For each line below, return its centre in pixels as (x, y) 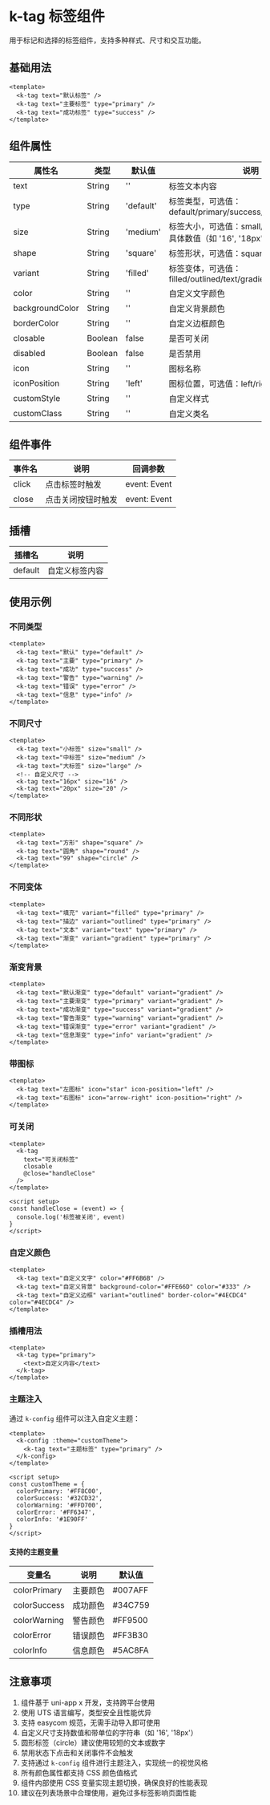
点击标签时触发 (74, 484)
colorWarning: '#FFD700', (60, 1505)
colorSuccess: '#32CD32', (60, 1498)
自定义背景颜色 (197, 308)
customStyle (37, 398)
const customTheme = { (47, 1484)
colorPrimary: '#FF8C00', (60, 1491)
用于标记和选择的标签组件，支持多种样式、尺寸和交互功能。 (107, 40)
